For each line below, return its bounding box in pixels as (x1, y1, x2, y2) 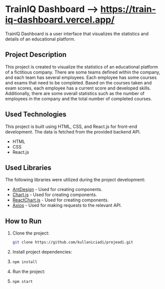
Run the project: (12, 268, 46, 274)
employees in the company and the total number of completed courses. (5, 95, 152, 101)
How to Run (5, 216, 42, 225)
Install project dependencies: (12, 249, 72, 255)
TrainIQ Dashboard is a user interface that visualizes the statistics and (5, 30, 149, 36)
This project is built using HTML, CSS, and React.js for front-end (5, 123, 138, 129)
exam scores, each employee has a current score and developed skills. (5, 85, 151, 91)
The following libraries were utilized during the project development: (5, 176, 146, 183)
